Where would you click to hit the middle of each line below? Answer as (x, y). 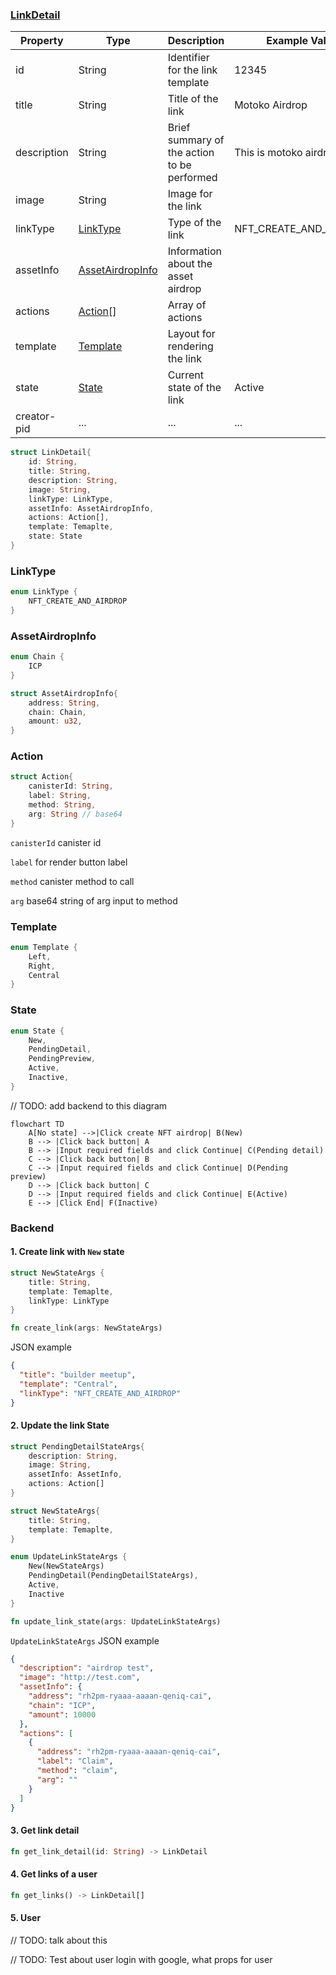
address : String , (64, 703)
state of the (194, 388)
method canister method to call (72, 881)
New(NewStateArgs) (66, 1566)
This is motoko (268, 153)
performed (192, 178)
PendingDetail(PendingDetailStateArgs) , (113, 1576)
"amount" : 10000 (62, 1714)
